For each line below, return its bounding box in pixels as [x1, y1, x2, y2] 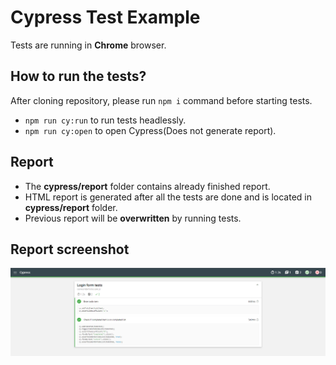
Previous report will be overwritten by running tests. [24, 212, 242, 224]
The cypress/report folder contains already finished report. [24, 180, 271, 192]
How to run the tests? [10, 68, 147, 85]
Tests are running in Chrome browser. [10, 39, 167, 51]
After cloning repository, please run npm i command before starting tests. [10, 94, 313, 106]
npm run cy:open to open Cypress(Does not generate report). [24, 124, 277, 136]
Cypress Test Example [10, 6, 201, 29]
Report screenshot [10, 241, 130, 258]
